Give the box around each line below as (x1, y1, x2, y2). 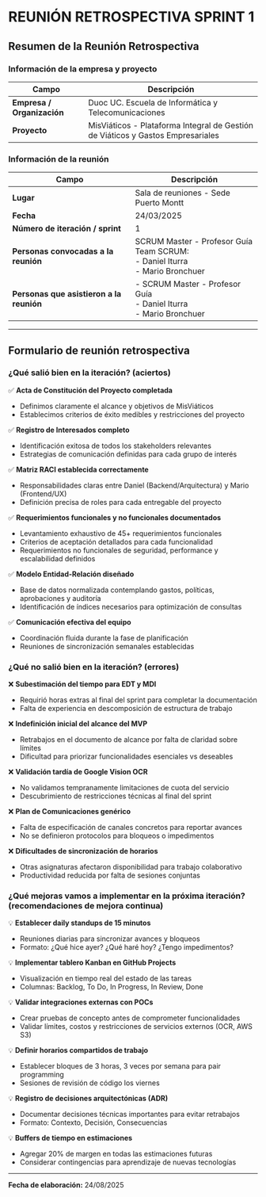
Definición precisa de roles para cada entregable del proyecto (19, 497, 222, 507)
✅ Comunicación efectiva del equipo (8, 617, 132, 626)
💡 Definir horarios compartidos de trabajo (8, 1046, 149, 1055)
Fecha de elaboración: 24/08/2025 (8, 1180, 124, 1190)
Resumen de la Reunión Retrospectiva (8, 40, 199, 53)
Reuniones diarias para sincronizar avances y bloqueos (19, 934, 200, 943)
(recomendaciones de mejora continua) (8, 901, 164, 912)
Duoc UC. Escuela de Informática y (88, 97, 218, 108)
